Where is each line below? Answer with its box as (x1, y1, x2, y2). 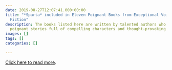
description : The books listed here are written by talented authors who (5, 21, 166, 27)
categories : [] (5, 41, 38, 46)
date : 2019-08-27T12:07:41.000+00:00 (5, 7, 86, 13)
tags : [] (5, 36, 24, 41)
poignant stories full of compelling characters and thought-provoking (10, 27, 166, 32)
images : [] (5, 31, 29, 36)
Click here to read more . (5, 59, 56, 65)
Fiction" (10, 17, 29, 22)
